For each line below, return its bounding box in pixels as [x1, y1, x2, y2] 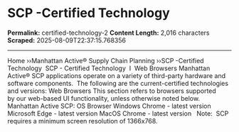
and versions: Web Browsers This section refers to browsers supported [7, 87, 217, 95]
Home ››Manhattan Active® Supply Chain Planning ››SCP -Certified [7, 56, 204, 65]
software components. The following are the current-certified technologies [7, 79, 229, 87]
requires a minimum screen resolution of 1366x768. [7, 116, 158, 125]
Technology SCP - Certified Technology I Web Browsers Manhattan [7, 64, 211, 72]
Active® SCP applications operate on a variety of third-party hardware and [7, 71, 226, 79]
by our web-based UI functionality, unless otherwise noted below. [7, 94, 201, 102]
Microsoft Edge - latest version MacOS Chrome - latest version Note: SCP [7, 109, 229, 118]
